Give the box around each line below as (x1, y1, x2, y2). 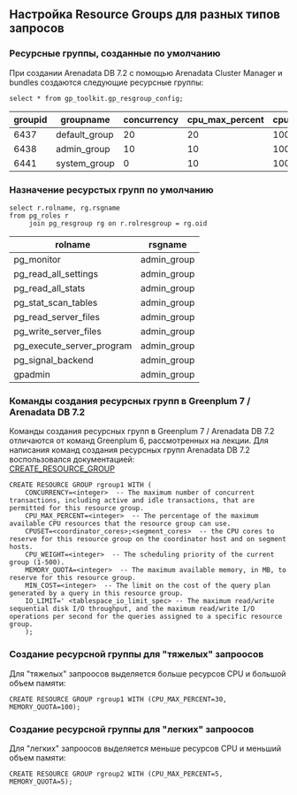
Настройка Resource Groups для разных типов (9, 7, 281, 22)
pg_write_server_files (13, 325, 102, 337)
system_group (56, 157, 115, 169)
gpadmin (13, 368, 50, 380)
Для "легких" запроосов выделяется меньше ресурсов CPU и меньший (9, 743, 282, 753)
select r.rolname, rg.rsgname (9, 203, 121, 212)
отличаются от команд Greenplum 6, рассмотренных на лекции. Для (9, 435, 269, 446)
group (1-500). (9, 558, 65, 567)
